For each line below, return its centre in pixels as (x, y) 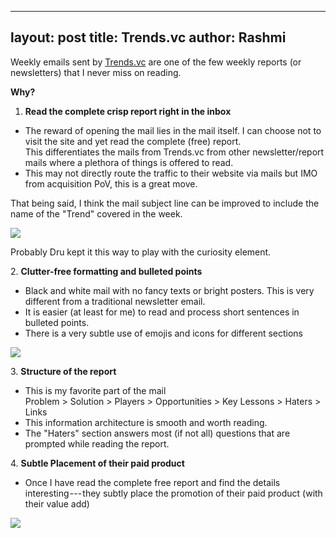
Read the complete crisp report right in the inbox (128, 111)
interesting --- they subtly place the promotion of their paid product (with (173, 493)
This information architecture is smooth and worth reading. (146, 422)
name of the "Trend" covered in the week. (96, 213)
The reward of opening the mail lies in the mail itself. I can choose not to (173, 130)
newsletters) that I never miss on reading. (96, 72)
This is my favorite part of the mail (95, 390)
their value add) (57, 503)
